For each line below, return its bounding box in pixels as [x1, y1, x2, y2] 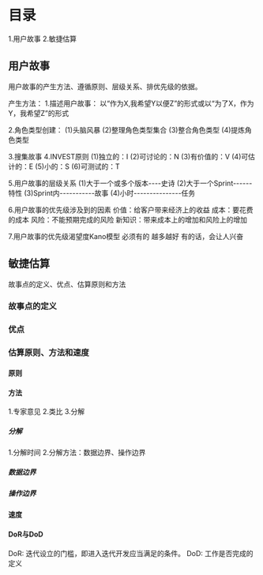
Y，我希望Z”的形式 [8, 108, 70, 118]
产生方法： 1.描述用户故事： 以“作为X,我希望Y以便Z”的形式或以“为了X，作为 [8, 99, 254, 108]
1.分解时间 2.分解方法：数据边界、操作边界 [8, 448, 146, 457]
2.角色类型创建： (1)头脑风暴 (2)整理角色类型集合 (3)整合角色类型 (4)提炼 [8, 125, 246, 134]
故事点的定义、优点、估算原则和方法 [8, 279, 126, 289]
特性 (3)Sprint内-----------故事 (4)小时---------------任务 [8, 188, 196, 197]
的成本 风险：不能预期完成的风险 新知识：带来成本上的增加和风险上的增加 [8, 215, 247, 224]
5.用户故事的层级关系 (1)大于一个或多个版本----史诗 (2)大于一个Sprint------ [8, 178, 253, 188]
